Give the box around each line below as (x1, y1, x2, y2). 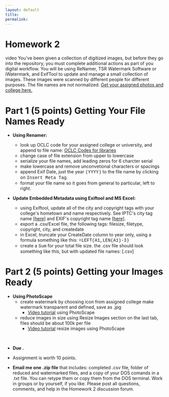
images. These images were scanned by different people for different (5, 77, 150, 83)
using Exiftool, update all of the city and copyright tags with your (20, 205, 155, 211)
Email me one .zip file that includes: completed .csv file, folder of (12, 365, 149, 371)
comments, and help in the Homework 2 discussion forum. (12, 386, 135, 392)
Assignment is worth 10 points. (12, 355, 77, 361)
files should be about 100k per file (20, 320, 91, 326)
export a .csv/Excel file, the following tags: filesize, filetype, (20, 221, 144, 227)
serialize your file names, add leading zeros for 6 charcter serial (20, 158, 153, 164)
